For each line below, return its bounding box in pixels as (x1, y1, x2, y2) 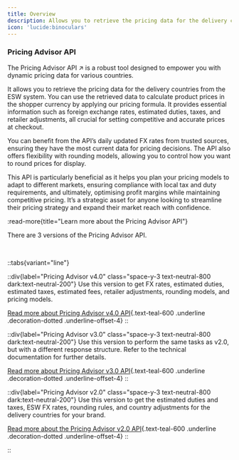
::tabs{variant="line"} (7, 258, 70, 267)
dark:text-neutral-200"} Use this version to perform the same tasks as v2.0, (7, 338, 230, 346)
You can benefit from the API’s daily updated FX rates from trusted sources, (7, 136, 229, 145)
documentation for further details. (7, 352, 107, 361)
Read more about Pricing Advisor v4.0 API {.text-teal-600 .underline (7, 308, 206, 317)
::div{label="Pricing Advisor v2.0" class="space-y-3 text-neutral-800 (7, 387, 211, 396)
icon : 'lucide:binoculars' (7, 23, 87, 31)
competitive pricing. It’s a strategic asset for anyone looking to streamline (7, 195, 222, 204)
